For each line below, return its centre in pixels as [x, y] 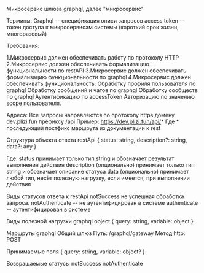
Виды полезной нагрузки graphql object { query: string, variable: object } [100, 221]
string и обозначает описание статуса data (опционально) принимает [98, 171]
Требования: [23, 46]
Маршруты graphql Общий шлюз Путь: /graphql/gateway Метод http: [96, 233]
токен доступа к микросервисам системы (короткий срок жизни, [93, 27]
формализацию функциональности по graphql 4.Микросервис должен [99, 77]
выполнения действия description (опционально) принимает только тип [100, 165]
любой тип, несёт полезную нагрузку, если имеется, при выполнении [98, 178]
